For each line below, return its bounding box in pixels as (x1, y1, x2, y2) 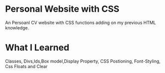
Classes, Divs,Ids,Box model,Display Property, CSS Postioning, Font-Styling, (5, 58, 161, 64)
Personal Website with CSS (5, 3, 120, 15)
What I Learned (5, 42, 69, 53)
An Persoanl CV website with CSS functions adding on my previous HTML (5, 20, 156, 25)
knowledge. (5, 24, 29, 30)
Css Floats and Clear (5, 63, 48, 69)
